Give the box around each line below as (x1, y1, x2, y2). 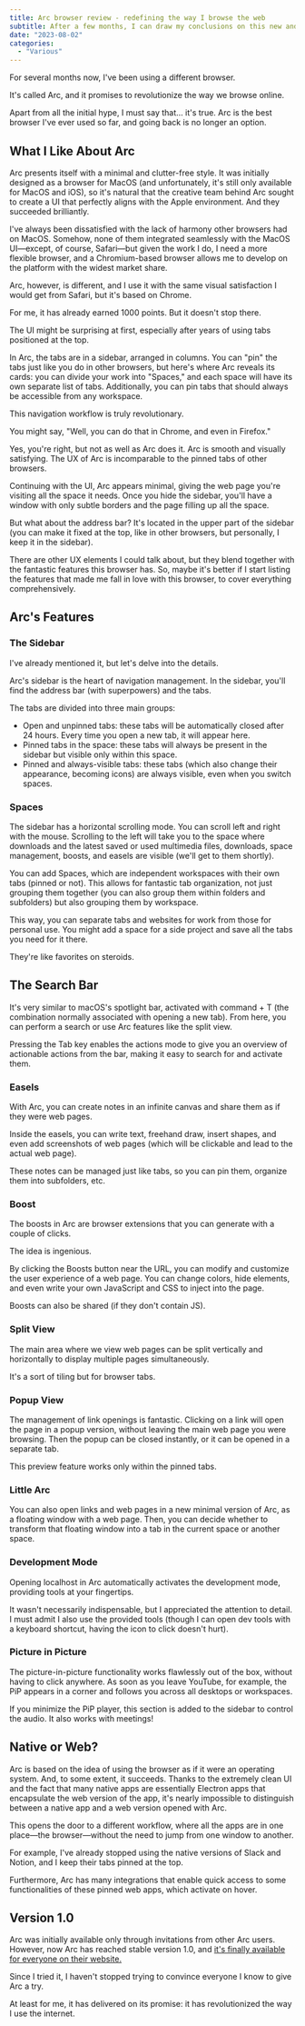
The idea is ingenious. (9, 1246, 93, 1257)
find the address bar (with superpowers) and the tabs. (9, 684, 212, 695)
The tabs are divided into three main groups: (9, 702, 175, 714)
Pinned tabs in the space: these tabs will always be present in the (22, 739, 268, 750)
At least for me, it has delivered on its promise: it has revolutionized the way (9, 1999, 292, 2010)
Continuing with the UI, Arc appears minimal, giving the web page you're (9, 480, 281, 491)
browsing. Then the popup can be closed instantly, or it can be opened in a (9, 1433, 290, 1444)
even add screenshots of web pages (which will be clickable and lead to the (9, 1138, 293, 1150)
